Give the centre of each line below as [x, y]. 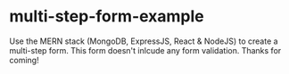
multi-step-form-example [107, 16]
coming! [24, 60]
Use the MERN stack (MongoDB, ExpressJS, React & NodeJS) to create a [144, 41]
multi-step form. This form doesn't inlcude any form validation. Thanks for [145, 50]
